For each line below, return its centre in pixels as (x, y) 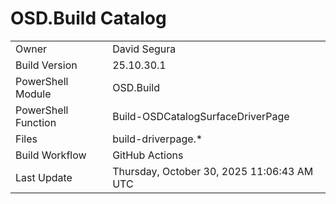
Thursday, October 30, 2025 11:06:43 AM (213, 171)
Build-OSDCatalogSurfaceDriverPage (201, 116)
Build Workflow (51, 155)
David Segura (144, 49)
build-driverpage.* (157, 139)
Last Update (44, 177)
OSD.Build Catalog (88, 18)
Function (36, 122)
